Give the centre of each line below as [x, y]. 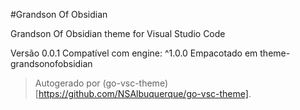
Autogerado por [67, 83]
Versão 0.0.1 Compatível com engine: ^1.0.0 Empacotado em [134, 53]
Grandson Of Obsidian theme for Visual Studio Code [118, 33]
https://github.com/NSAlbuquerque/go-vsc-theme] [143, 93]
